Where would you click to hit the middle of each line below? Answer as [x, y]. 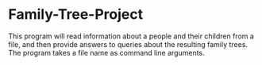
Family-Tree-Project [76, 14]
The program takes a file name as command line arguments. [106, 52]
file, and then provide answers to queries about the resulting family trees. [128, 44]
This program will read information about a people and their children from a [131, 36]
